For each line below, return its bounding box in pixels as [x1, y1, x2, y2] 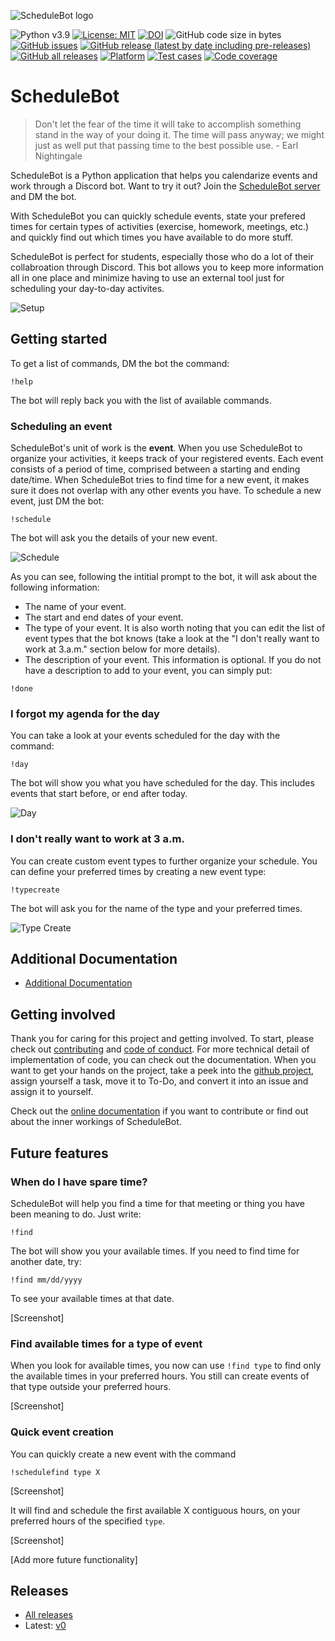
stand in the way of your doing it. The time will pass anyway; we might [34, 128, 325, 140]
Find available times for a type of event [10, 1336, 203, 1350]
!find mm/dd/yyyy [10, 1275, 83, 1285]
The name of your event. [24, 601, 127, 613]
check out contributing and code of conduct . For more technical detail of [10, 1043, 310, 1055]
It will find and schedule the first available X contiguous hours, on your [10, 1504, 301, 1516]
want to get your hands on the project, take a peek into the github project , [10, 1065, 315, 1077]
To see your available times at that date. [10, 1292, 175, 1304]
